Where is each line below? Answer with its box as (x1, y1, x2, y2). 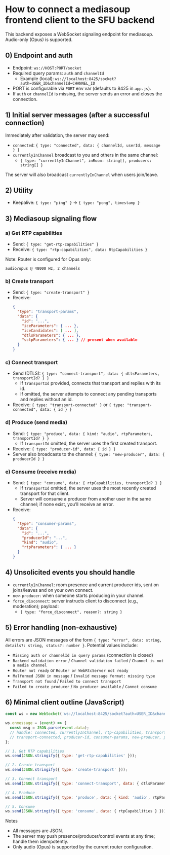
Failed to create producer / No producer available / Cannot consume (12, 683, 157, 689)
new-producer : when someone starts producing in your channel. (12, 592, 145, 598)
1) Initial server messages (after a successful (5, 111, 150, 120)
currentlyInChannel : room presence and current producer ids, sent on (12, 582, 159, 588)
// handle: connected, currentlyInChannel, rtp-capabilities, (10, 730, 144, 735)
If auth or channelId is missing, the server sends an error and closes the (12, 90, 162, 97)
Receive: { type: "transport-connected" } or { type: (12, 402, 125, 408)
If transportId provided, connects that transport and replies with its (20, 380, 161, 386)
